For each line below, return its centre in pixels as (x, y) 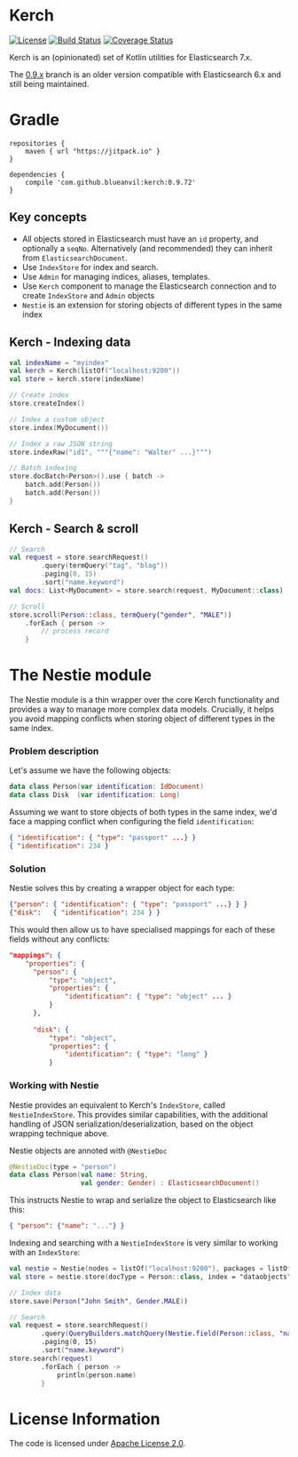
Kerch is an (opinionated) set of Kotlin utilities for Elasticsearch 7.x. (131, 57)
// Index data (35, 1293)
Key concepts (48, 217)
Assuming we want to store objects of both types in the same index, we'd (143, 812)
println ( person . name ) (97, 1375)
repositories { (37, 143)
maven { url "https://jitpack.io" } (93, 151)
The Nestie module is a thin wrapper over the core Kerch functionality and (144, 700)
